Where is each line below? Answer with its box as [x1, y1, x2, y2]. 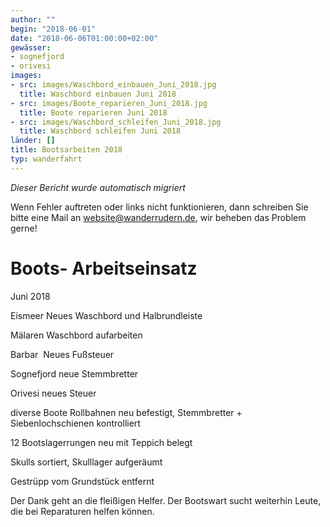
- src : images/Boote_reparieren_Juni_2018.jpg [10, 98, 208, 108]
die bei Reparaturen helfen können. [10, 505, 155, 517]
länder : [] [10, 136, 56, 146]
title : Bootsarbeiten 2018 [10, 145, 123, 155]
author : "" [10, 14, 56, 25]
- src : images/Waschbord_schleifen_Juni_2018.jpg [10, 117, 222, 127]
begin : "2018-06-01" [10, 24, 97, 34]
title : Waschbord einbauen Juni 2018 [19, 89, 177, 99]
